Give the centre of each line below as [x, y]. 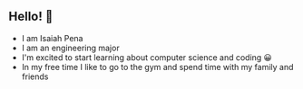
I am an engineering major [70, 48]
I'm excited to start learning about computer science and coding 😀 [147, 57]
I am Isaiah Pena [52, 38]
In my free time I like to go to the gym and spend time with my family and [157, 67]
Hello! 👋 [31, 17]
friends [35, 76]
